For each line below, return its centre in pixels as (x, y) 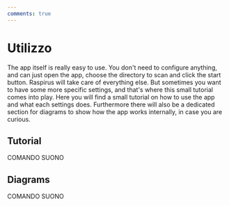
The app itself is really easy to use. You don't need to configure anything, (112, 68)
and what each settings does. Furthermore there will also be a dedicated (111, 104)
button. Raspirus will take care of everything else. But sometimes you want (114, 82)
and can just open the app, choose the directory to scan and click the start (114, 74)
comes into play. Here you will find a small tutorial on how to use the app (111, 97)
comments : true (29, 14)
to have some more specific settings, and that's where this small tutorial (110, 89)
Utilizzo (30, 48)
